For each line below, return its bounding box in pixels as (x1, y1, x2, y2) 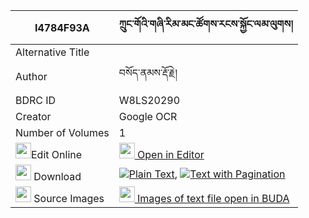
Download (33, 170, 82, 183)
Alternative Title (15, 45, 90, 59)
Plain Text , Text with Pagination (128, 167, 286, 181)
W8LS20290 (118, 94, 181, 107)
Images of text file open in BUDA (137, 192, 290, 205)
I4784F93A (34, 20, 90, 34)
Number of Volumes (15, 126, 110, 139)
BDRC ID (15, 94, 57, 107)
